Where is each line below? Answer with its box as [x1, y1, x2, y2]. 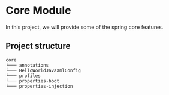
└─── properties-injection [5, 83, 73, 89]
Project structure [5, 41, 71, 51]
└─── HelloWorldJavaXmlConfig [5, 67, 82, 73]
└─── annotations [5, 62, 49, 68]
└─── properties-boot [5, 78, 60, 84]
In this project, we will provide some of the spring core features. [5, 23, 164, 31]
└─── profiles [5, 73, 41, 79]
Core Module [5, 4, 71, 17]
